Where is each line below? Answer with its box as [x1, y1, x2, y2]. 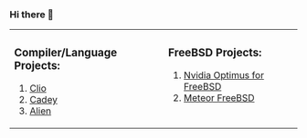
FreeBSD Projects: [167, 45, 262, 60]
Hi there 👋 [9, 8, 55, 21]
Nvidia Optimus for [184, 69, 265, 82]
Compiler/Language [14, 45, 118, 60]
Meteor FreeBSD [184, 92, 255, 104]
